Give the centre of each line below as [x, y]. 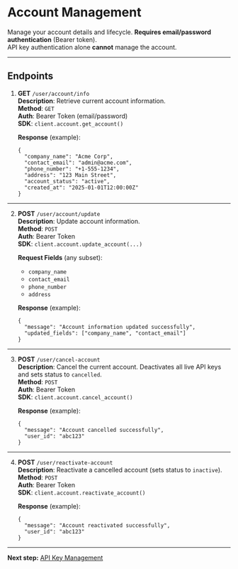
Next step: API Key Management [55, 558]
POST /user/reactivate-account [65, 462]
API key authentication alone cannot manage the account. [92, 47]
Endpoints [30, 76]
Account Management [74, 12]
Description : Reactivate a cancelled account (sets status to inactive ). [120, 470]
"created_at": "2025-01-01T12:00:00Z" [81, 188]
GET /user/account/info [53, 93]
